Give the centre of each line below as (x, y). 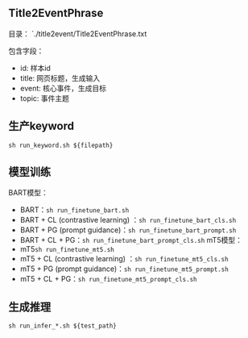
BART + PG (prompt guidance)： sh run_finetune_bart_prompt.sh (128, 230)
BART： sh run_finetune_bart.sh (74, 210)
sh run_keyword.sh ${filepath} (61, 145)
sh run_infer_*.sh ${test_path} (62, 326)
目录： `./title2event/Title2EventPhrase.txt (78, 33)
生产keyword (41, 126)
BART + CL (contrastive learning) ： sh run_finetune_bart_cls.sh (128, 220)
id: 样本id (35, 68)
